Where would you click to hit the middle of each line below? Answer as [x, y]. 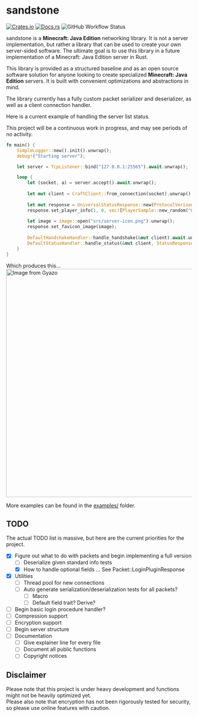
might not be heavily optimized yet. [49, 696]
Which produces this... [33, 265]
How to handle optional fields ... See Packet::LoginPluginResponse [104, 569]
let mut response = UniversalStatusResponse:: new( [91, 205]
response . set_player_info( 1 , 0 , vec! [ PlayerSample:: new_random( [108, 210]
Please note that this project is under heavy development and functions [93, 689]
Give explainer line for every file [62, 643]
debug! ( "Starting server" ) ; [51, 156]
